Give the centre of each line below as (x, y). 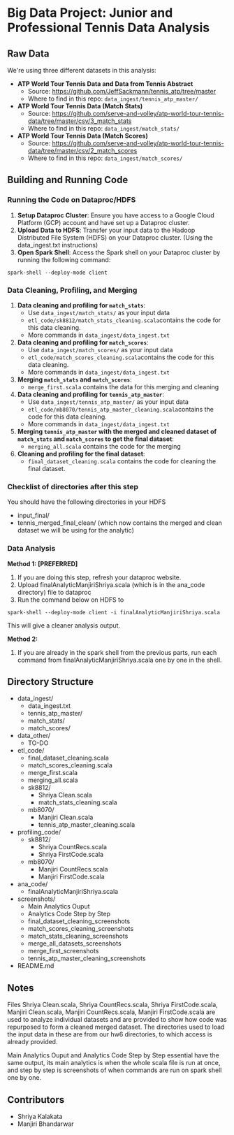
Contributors (36, 1100)
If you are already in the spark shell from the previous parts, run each (117, 652)
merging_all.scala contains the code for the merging (104, 446)
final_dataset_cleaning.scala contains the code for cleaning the (122, 461)
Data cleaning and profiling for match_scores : (83, 342)
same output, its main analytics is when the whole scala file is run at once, (114, 1063)
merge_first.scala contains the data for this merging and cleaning (123, 386)
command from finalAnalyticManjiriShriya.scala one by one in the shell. (119, 660)
